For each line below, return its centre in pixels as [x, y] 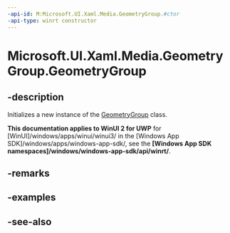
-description [36, 97]
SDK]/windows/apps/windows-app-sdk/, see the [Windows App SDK [110, 143]
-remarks [28, 173]
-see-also [30, 222]
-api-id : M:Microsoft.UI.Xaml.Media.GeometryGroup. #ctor [94, 14]
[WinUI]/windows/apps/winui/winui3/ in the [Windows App [93, 135]
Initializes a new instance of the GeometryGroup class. [87, 114]
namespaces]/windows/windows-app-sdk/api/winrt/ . [89, 151]
